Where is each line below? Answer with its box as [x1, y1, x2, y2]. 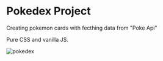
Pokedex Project [6, 4, 92, 18]
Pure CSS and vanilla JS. [6, 36, 69, 43]
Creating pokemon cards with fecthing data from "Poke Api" [6, 24, 158, 31]
